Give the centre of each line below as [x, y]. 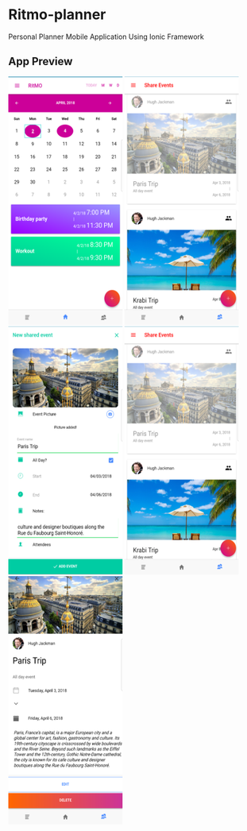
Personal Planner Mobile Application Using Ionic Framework [106, 37]
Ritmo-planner [57, 15]
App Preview [41, 62]
